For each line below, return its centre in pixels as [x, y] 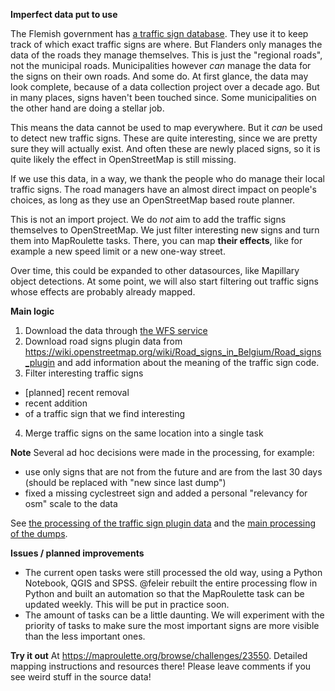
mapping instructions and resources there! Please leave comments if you [161, 666]
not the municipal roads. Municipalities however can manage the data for [161, 65]
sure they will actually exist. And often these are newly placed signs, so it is [165, 148]
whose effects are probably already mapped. [103, 292]
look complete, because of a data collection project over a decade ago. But [165, 87]
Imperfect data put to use [64, 14]
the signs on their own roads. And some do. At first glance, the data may [159, 76]
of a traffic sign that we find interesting [105, 413]
